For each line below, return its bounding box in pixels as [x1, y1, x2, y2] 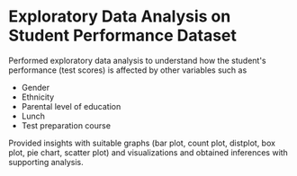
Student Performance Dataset [8, 25, 238, 46]
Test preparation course [21, 119, 112, 131]
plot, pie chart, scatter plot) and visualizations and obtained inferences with [8, 146, 289, 158]
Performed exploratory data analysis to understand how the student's [8, 55, 266, 66]
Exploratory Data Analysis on [8, 6, 231, 27]
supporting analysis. [8, 156, 84, 167]
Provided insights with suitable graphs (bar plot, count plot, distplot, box [8, 137, 276, 148]
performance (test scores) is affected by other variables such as [8, 65, 247, 75]
